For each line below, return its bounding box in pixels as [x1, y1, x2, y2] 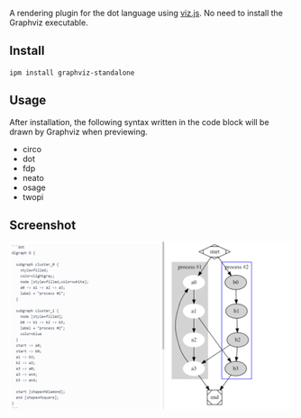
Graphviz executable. [9, 17, 88, 28]
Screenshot [9, 218, 77, 233]
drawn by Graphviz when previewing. [9, 126, 149, 137]
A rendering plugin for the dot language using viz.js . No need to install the [9, 8, 284, 18]
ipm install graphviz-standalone [9, 68, 135, 77]
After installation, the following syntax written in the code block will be [9, 116, 269, 127]
